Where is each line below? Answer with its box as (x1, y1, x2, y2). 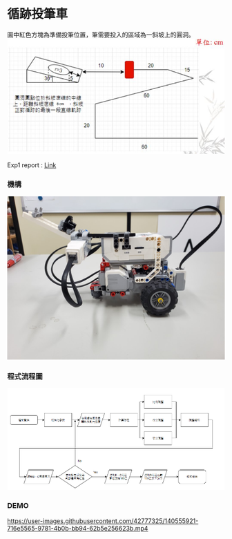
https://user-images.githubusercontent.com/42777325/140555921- (7, 516, 199, 525)
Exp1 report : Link (7, 161, 57, 169)
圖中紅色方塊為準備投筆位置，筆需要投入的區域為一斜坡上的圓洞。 (7, 30, 195, 39)
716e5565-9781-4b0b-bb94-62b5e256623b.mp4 (7, 524, 148, 532)
